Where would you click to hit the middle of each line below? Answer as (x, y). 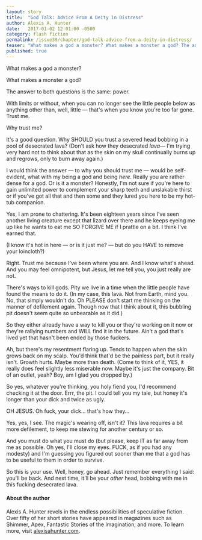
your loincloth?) (26, 251)
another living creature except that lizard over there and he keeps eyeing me (101, 220)
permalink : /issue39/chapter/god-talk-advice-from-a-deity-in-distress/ (99, 40)
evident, (16, 177)
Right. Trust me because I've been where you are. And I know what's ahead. (101, 263)
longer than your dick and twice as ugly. (56, 399)
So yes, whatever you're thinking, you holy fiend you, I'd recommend (91, 386)
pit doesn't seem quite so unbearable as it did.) (65, 313)
